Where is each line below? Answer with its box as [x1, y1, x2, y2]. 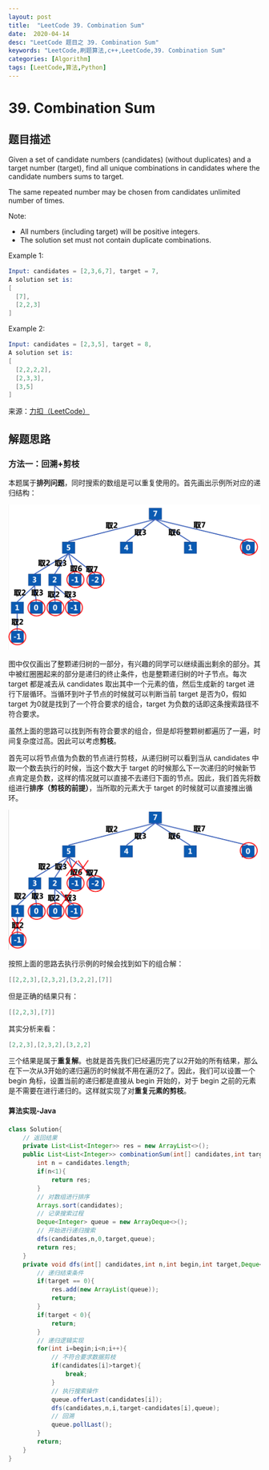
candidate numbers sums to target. [8, 171, 124, 181]
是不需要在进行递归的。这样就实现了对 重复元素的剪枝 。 [8, 1086, 191, 1096]
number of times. [8, 195, 66, 205]
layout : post [8, 13, 52, 21]
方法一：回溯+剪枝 [8, 458, 80, 469]
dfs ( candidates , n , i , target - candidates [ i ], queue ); [50, 1404, 220, 1412]
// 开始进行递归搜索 [37, 1227, 96, 1235]
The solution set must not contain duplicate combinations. [19, 235, 212, 244]
